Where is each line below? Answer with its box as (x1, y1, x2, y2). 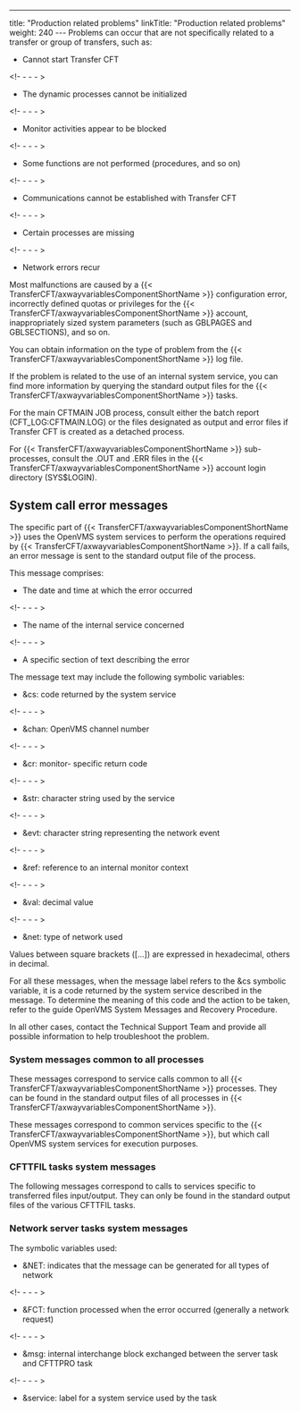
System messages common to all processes (9, 1053, 204, 1065)
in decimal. (9, 958, 50, 968)
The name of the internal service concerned (21, 619, 185, 630)
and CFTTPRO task (21, 1357, 94, 1368)
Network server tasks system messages (9, 1222, 188, 1235)
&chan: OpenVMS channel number (21, 723, 150, 734)
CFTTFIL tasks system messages (9, 1161, 156, 1173)
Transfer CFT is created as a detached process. (9, 427, 185, 436)
